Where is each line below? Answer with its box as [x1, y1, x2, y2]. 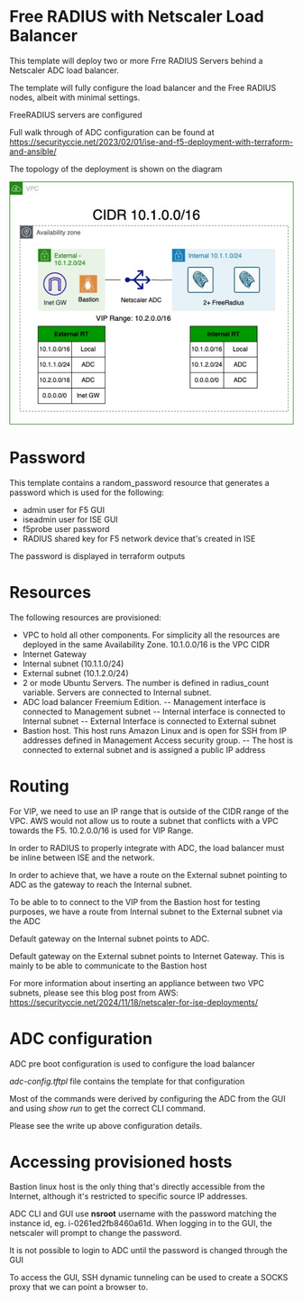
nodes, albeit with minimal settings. [9, 92, 141, 103]
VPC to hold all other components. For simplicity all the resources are [22, 629, 280, 640]
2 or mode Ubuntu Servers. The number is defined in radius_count [22, 677, 269, 688]
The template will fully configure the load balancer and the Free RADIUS [9, 82, 277, 93]
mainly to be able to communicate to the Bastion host [9, 960, 207, 971]
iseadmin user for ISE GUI [22, 514, 119, 525]
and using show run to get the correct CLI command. [9, 1103, 206, 1113]
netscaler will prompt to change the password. [9, 1228, 182, 1239]
